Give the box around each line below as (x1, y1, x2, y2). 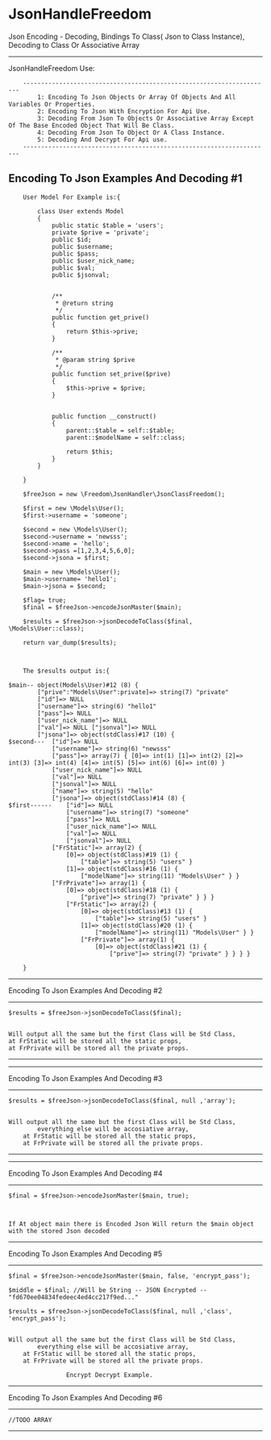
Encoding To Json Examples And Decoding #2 (8, 985, 163, 995)
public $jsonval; (51, 271, 110, 279)
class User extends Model (37, 207, 125, 215)
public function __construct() (51, 412, 157, 420)
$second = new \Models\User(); (23, 525, 128, 533)
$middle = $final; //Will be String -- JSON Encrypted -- (8, 1286, 207, 1294)
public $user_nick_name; (51, 256, 135, 265)
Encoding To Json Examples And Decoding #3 (8, 1073, 163, 1083)
